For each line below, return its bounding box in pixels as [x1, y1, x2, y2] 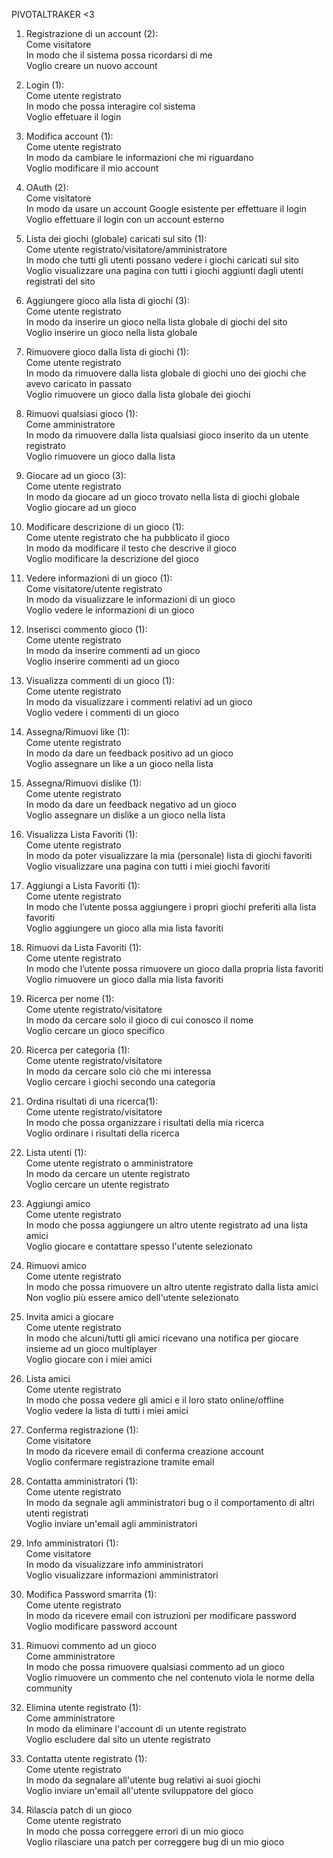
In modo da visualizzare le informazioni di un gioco [25, 594, 236, 605]
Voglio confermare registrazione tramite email [25, 1456, 215, 1468]
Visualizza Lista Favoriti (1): [25, 829, 138, 840]
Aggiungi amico [25, 1198, 91, 1209]
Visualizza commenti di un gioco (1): [25, 675, 175, 686]
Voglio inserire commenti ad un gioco [25, 655, 180, 667]
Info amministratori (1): [25, 1537, 119, 1549]
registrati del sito [25, 275, 96, 287]
